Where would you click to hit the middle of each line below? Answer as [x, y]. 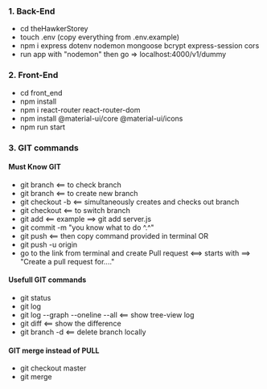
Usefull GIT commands [47, 280]
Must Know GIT [35, 167]
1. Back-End [32, 11]
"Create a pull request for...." [67, 261]
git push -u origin [49, 244]
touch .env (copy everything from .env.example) [99, 37]
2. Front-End [33, 76]
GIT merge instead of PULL [54, 350]
